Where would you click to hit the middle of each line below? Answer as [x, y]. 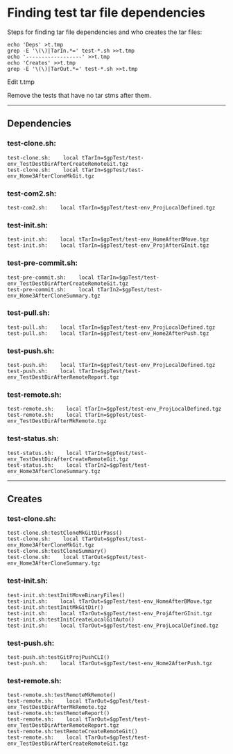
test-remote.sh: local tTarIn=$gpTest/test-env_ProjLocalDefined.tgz [114, 409]
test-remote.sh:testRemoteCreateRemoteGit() [72, 732]
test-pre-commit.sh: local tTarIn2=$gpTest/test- [85, 289]
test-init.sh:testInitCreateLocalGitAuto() [71, 619]
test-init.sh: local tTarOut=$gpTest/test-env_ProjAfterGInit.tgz [110, 613]
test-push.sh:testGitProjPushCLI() [59, 657]
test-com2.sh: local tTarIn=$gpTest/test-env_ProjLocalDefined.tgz [111, 207]
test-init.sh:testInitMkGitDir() [55, 607]
